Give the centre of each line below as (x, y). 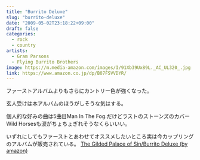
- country (24, 46)
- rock (20, 40)
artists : (17, 51)
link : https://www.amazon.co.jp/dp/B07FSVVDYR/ (67, 73)
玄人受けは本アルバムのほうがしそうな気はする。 (66, 104)
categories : (21, 34)
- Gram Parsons (30, 56)
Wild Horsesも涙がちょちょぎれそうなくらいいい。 (68, 124)
